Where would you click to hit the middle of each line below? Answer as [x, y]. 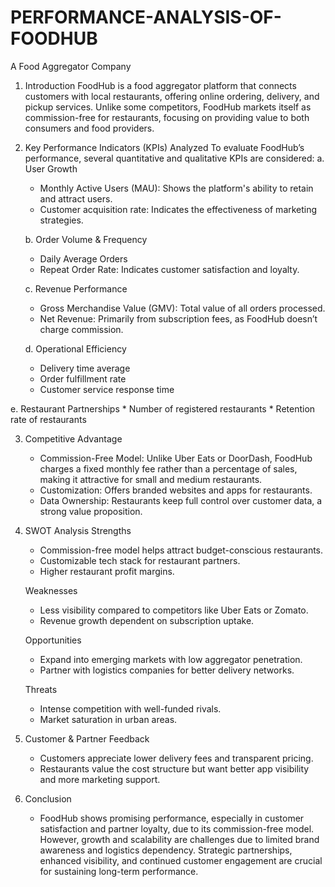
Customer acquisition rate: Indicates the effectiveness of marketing [178, 209]
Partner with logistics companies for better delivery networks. [167, 670]
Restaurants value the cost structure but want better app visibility [174, 768]
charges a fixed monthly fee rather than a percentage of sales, [168, 468]
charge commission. [81, 329]
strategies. [61, 220]
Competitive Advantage [73, 438]
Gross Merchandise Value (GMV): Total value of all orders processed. [182, 308]
